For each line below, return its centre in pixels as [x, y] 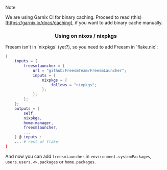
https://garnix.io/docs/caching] [40, 23]
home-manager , [39, 123]
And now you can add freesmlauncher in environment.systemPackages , [78, 156]
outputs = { [27, 108]
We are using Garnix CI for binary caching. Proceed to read [68, 17]
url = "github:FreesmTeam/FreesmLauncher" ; [79, 70]
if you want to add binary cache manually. [119, 23]
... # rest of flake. [37, 142]
